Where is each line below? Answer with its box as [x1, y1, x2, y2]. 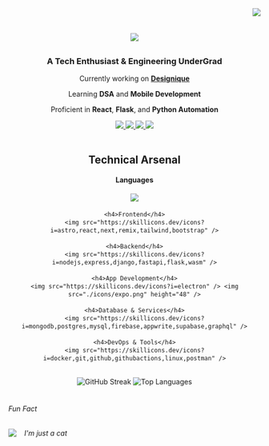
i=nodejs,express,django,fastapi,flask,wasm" [51, 259, 207, 267]
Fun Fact [8, 404, 38, 413]
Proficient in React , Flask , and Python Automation [50, 105, 219, 114]
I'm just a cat [23, 428, 68, 438]
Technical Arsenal [88, 153, 181, 166]
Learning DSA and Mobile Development [67, 90, 202, 99]
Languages [115, 175, 154, 185]
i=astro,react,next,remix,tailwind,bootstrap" [50, 227, 208, 235]
